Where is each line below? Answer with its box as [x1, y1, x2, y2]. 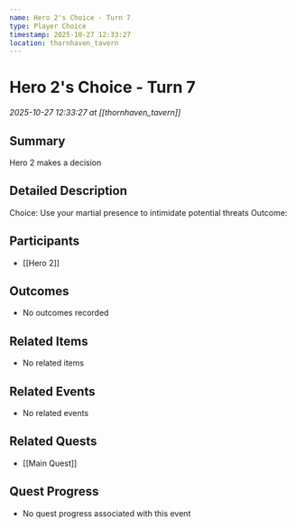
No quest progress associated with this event [22, 507, 191, 519]
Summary [9, 133, 66, 149]
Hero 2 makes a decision [9, 157, 102, 168]
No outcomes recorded [22, 308, 109, 319]
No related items [22, 357, 84, 368]
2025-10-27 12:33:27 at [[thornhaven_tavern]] [9, 107, 181, 118]
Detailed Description [9, 183, 128, 199]
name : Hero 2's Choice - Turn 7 [9, 13, 131, 23]
